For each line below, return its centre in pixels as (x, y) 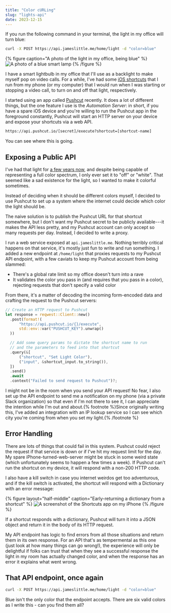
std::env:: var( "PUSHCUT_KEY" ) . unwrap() (61, 329)
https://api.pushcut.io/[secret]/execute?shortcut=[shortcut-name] (79, 131)
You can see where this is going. (40, 141)
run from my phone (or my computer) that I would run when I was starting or (86, 85)
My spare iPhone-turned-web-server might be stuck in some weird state (82, 457)
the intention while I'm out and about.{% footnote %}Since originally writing (85, 407)
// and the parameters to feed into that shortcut (65, 348)
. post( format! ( (26, 319)
